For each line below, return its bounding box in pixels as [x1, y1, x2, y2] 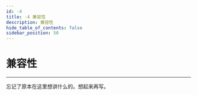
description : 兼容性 [6, 19, 54, 25]
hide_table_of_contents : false [6, 24, 83, 31]
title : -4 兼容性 [6, 14, 46, 20]
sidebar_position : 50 [6, 30, 59, 36]
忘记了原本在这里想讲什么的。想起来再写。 [6, 83, 109, 90]
